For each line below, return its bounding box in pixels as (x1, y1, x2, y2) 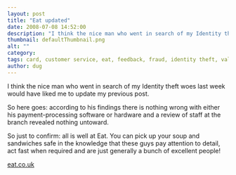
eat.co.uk (7, 160, 35, 169)
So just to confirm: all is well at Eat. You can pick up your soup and (7, 131, 200, 140)
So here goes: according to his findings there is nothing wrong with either (7, 103, 220, 111)
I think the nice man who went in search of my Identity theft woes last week (7, 82, 225, 90)
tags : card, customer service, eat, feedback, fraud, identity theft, (7, 56, 218, 63)
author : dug (7, 63, 42, 70)
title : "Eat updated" (7, 17, 71, 24)
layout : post (7, 10, 46, 18)
